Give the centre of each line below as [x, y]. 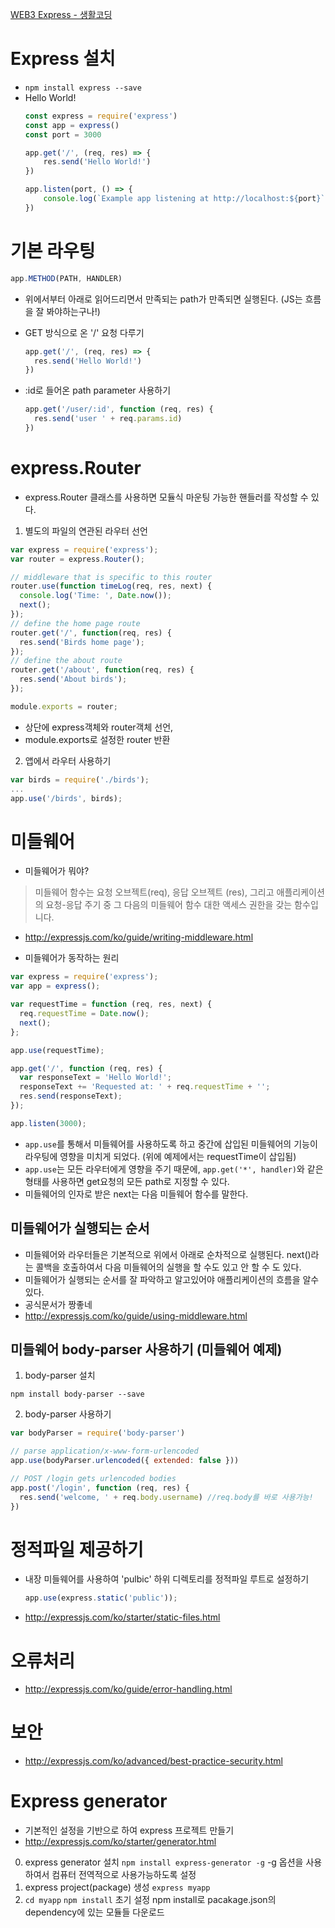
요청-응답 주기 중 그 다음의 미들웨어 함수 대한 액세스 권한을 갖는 [169, 905]
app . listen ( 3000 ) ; [48, 1123]
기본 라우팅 [53, 251]
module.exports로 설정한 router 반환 [97, 739]
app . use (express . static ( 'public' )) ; [101, 1598]
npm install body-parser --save [77, 1394]
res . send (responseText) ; [71, 1096]
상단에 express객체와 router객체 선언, [99, 727]
